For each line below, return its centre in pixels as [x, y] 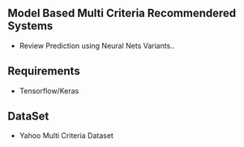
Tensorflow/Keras [49, 91]
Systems [30, 26]
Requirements [44, 71]
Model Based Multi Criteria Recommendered [122, 13]
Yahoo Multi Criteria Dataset [66, 136]
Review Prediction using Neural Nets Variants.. [97, 45]
